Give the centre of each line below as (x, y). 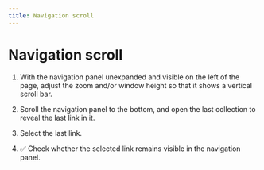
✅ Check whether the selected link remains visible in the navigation (130, 149)
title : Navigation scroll (51, 15)
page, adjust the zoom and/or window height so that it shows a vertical (136, 85)
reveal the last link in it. (57, 118)
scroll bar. (36, 94)
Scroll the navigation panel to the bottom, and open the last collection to (138, 109)
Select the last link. (50, 133)
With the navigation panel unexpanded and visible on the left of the (130, 77)
